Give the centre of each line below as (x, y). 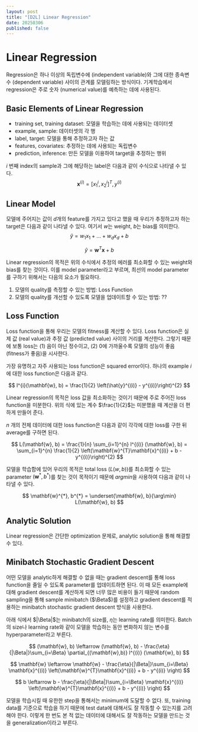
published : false (27, 28)
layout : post (22, 12)
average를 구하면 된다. (33, 432)
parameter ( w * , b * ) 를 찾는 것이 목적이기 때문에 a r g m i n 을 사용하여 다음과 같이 (95, 476)
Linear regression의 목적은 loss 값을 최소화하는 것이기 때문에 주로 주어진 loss (96, 397)
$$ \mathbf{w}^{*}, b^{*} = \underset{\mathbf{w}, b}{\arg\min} (99, 496)
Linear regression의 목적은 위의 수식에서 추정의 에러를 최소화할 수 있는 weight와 (99, 262)
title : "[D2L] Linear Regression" (49, 17)
